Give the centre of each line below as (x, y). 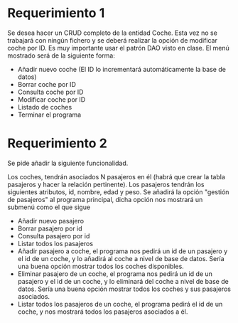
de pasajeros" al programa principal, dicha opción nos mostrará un (105, 199)
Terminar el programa (49, 115)
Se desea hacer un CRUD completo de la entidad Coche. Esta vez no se (113, 33)
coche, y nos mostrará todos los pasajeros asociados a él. (103, 312)
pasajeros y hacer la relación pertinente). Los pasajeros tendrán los (106, 184)
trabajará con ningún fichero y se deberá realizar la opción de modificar (113, 40)
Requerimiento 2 (58, 143)
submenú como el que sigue (49, 207)
